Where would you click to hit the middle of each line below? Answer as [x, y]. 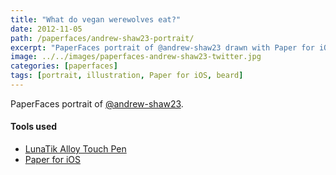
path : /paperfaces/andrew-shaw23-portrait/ [102, 38]
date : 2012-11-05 [46, 29]
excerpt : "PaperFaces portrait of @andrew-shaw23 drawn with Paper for [162, 47]
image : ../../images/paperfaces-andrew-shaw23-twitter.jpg [136, 57]
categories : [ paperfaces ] [64, 66]
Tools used [34, 127]
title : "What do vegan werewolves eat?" [96, 19]
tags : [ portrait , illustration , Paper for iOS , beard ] [127, 76]
